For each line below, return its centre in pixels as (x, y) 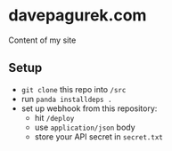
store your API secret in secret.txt (99, 136)
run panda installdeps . (66, 99)
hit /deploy (54, 117)
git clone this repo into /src (74, 89)
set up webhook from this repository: (89, 108)
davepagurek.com (78, 16)
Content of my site (42, 40)
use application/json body (85, 127)
